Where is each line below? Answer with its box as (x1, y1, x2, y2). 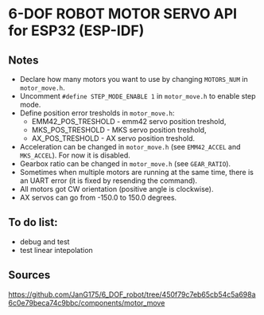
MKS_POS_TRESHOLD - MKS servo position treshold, (31, 125, 207, 134)
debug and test (19, 236, 70, 247)
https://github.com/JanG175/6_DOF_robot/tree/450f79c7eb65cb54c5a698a (8, 290, 256, 299)
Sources (8, 268, 51, 282)
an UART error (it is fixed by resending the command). (19, 176, 197, 185)
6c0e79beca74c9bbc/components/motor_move (8, 297, 165, 307)
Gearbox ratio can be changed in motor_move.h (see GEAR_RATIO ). (19, 159, 231, 168)
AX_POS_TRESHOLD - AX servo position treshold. (31, 134, 196, 143)
